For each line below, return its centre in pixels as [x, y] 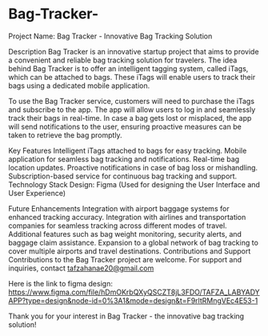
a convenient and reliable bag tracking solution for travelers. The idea [123, 60]
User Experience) [37, 193]
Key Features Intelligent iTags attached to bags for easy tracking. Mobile [128, 150]
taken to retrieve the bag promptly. [65, 135]
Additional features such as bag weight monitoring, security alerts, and [125, 234]
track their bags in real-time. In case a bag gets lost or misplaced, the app [130, 118]
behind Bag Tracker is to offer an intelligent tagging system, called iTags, [128, 68]
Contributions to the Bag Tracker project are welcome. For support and [125, 259]
